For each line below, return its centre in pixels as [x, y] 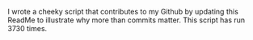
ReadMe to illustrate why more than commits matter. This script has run [126, 20]
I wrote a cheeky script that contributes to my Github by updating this [123, 12]
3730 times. [27, 28]
